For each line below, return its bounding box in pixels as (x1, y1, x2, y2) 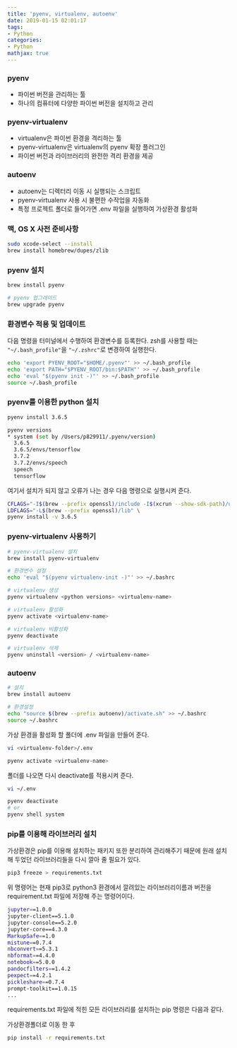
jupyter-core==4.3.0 (7, 926, 68, 933)
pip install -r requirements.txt (7, 1035, 106, 1042)
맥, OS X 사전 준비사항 (7, 224, 79, 234)
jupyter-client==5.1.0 (7, 913, 74, 920)
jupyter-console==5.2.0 (7, 919, 78, 926)
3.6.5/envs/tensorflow (13, 447, 80, 454)
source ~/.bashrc (7, 716, 59, 724)
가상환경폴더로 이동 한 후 (7, 1020, 75, 1029)
